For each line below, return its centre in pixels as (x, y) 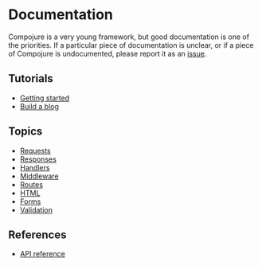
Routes (31, 184)
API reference (42, 254)
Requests (35, 151)
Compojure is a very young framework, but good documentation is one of (129, 37)
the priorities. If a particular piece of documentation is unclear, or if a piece (131, 45)
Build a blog (39, 106)
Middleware (39, 176)
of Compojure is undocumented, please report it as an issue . (108, 53)
